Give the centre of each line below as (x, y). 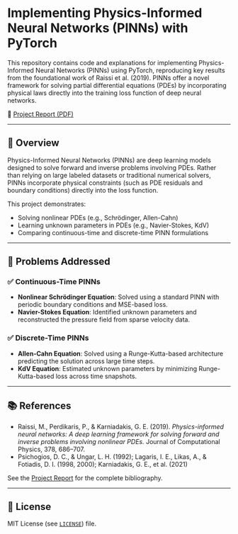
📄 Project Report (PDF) (41, 114)
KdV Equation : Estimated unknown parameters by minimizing (107, 368)
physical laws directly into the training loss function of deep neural (104, 93)
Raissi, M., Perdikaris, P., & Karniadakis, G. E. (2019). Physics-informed (121, 426)
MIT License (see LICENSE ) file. (52, 524)
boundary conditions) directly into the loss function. (83, 190)
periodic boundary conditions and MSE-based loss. (92, 305)
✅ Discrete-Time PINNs (48, 338)
